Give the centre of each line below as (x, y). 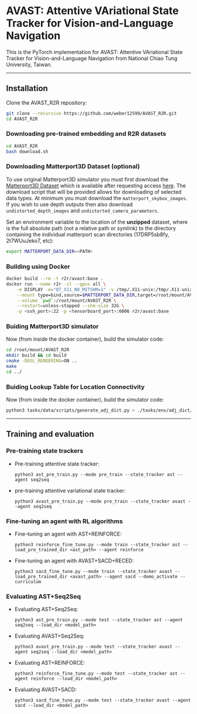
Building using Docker (38, 267)
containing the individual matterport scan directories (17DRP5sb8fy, (88, 234)
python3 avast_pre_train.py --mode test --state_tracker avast (94, 647)
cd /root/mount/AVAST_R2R (38, 350)
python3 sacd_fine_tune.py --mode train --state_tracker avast (94, 571)
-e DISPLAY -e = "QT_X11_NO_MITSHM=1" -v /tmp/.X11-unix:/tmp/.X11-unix (105, 289)
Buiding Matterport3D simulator (52, 326)
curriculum (28, 582)
